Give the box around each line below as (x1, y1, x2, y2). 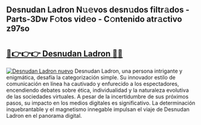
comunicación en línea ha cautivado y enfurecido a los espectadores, (6, 81, 179, 87)
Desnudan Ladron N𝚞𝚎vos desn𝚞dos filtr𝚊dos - (6, 5, 190, 15)
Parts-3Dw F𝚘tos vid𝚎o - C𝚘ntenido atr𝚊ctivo (6, 14, 182, 25)
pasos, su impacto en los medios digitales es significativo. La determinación (6, 99, 196, 106)
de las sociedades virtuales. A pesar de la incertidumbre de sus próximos (6, 93, 189, 100)
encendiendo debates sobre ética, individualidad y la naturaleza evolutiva (6, 87, 189, 94)
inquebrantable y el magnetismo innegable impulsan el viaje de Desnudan (6, 106, 190, 113)
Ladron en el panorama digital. (6, 112, 83, 119)
